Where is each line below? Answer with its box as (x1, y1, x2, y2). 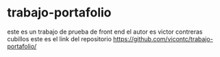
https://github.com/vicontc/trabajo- (112, 34, 214, 43)
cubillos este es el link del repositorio (7, 34, 112, 43)
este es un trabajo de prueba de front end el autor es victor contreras (7, 27, 203, 36)
